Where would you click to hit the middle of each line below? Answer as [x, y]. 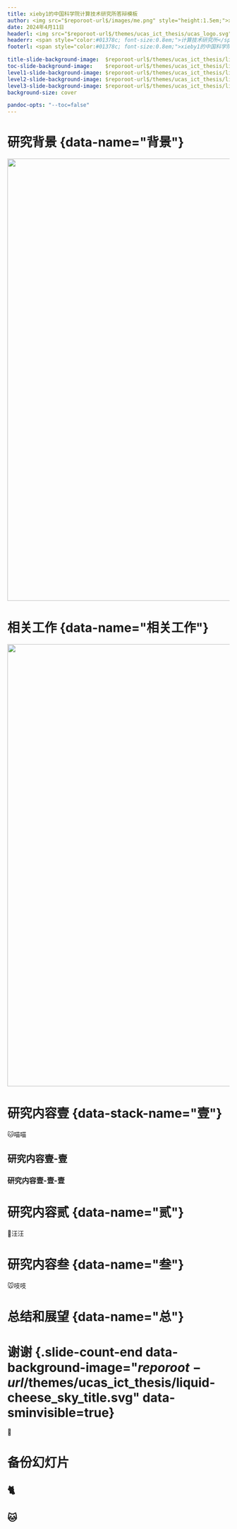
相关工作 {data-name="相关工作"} [108, 628]
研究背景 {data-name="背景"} [96, 143]
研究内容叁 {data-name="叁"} [96, 1265]
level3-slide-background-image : [55, 86]
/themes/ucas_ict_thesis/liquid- [120, 1382]
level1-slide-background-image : [55, 73]
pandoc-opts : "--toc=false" [49, 105]
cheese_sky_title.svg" [73, 1397]
